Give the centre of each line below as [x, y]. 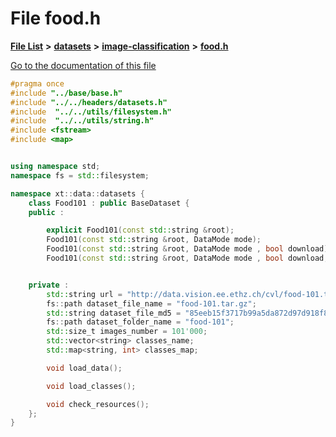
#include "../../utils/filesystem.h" [91, 112]
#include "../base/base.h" [66, 93]
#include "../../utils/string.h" [82, 121]
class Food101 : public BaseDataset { [109, 203]
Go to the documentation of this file [83, 65]
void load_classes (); [91, 386]
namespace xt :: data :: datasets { [77, 193]
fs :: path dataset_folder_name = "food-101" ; [140, 322]
